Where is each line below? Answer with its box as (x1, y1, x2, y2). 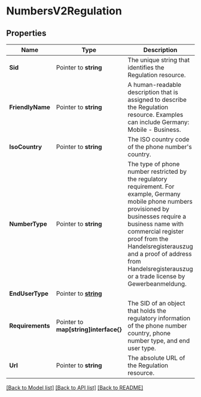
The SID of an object (127, 299, 185, 307)
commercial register (127, 228, 184, 235)
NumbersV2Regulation (6, 4, 123, 18)
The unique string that (127, 56, 190, 64)
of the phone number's (127, 143, 193, 151)
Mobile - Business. (127, 126, 181, 134)
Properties (6, 28, 47, 38)
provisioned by (127, 205, 169, 213)
